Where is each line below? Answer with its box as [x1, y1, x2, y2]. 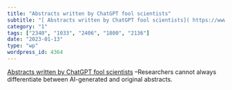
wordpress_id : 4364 [7, 49, 64, 56]
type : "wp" [7, 42, 39, 49]
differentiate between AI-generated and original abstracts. [7, 75, 173, 83]
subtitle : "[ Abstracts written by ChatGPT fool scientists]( [7, 17, 190, 24]
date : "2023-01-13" [7, 36, 64, 43]
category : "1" [7, 23, 48, 30]
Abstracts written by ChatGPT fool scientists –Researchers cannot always [7, 67, 217, 76]
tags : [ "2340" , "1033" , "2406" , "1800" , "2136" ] [7, 29, 150, 37]
